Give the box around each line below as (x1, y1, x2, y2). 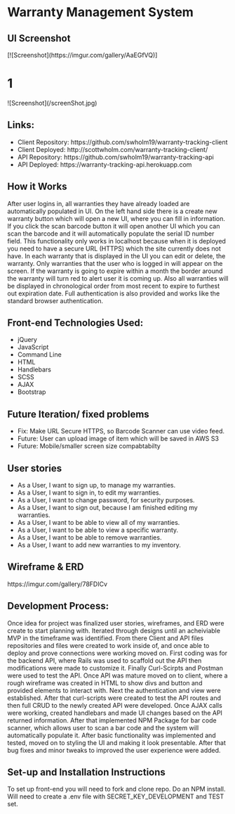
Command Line (17, 350, 62, 359)
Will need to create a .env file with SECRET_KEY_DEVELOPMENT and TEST (7, 792, 224, 801)
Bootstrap (17, 388, 46, 396)
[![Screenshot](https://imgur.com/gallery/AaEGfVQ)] (7, 51, 158, 59)
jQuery (17, 336, 37, 344)
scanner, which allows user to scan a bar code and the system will (7, 723, 199, 732)
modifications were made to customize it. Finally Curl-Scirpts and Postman (7, 663, 223, 672)
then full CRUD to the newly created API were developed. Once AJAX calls (7, 701, 222, 709)
